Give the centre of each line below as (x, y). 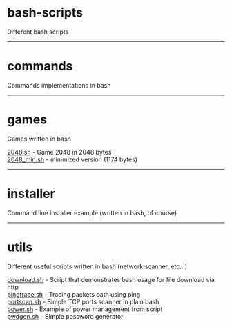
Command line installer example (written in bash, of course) (92, 212)
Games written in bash (39, 139)
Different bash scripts (38, 32)
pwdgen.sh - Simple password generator (65, 316)
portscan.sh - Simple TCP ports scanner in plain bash (83, 301)
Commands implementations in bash (59, 85)
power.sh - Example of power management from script (85, 309)
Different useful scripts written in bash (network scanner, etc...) (97, 266)
